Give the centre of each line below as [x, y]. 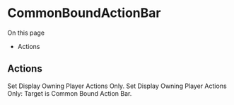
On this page [26, 33]
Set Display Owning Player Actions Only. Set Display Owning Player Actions [117, 86]
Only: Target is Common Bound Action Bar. [70, 93]
